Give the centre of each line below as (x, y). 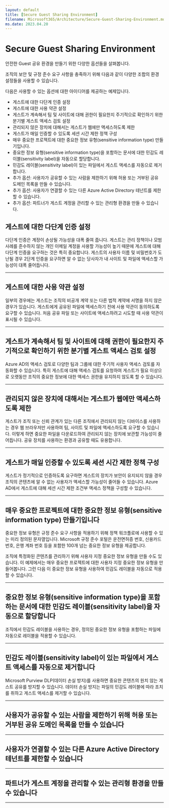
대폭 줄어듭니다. (34, 265)
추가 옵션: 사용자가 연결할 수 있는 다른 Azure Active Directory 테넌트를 (82, 190)
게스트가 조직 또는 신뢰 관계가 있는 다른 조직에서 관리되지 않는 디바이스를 (76, 421)
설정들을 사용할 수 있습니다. (32, 81)
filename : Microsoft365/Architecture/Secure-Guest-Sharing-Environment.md (85, 19)
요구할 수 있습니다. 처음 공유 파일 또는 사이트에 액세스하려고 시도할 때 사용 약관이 (84, 313)
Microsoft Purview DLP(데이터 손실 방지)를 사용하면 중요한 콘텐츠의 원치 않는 (81, 680)
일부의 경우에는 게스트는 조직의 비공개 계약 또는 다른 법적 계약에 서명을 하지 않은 (84, 300)
